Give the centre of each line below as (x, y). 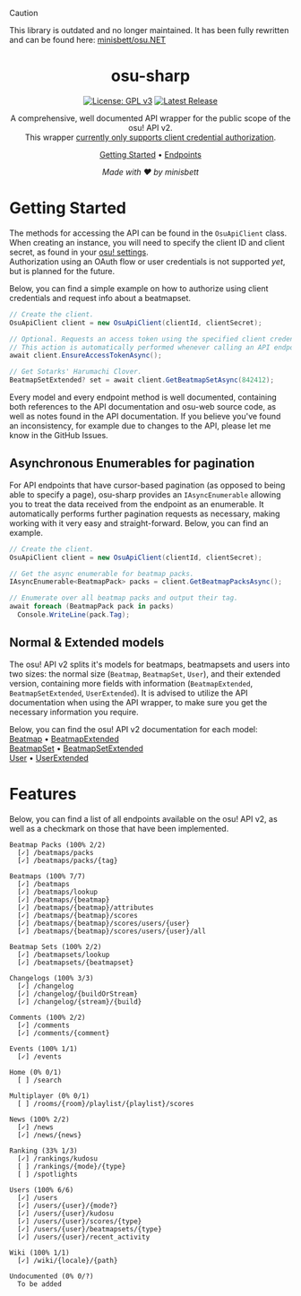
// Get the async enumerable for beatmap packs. (102, 574)
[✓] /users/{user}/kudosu (66, 1214)
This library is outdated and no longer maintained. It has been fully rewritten (149, 30)
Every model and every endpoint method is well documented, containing (143, 397)
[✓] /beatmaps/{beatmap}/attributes (86, 907)
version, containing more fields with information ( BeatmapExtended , (131, 683)
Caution (24, 13)
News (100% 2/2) (39, 1119)
